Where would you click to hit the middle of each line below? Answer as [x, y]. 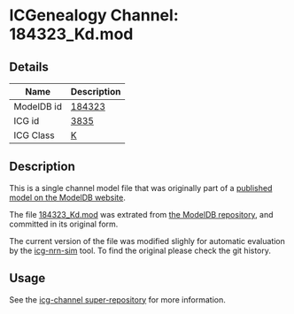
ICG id [27, 121]
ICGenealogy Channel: [94, 15]
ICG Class [34, 135]
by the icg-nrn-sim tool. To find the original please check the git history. [140, 250]
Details [29, 67]
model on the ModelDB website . [68, 197]
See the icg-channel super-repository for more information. [117, 299]
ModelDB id [38, 107]
